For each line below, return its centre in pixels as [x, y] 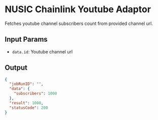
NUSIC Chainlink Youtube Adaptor [78, 9]
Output [16, 68]
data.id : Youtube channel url [42, 51]
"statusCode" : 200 [29, 108]
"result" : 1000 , [26, 103]
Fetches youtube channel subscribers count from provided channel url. [79, 23]
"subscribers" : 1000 [35, 94]
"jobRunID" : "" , [26, 84]
